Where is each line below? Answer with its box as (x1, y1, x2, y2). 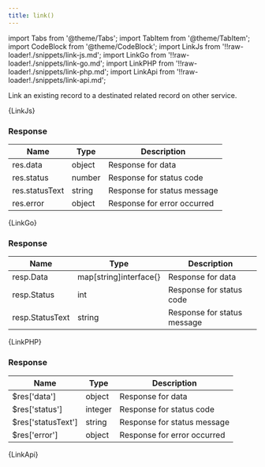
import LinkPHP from (106, 58, 174, 68)
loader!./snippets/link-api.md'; (8, 75, 106, 85)
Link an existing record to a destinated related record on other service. (8, 90, 237, 100)
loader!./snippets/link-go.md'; (8, 58, 105, 68)
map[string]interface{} (77, 272, 161, 283)
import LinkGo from (103, 50, 167, 59)
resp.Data (12, 272, 49, 283)
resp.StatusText (12, 312, 70, 323)
